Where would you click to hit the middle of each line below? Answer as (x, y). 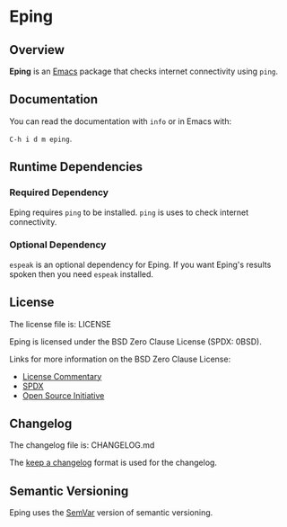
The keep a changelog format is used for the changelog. (113, 463)
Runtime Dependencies (76, 167)
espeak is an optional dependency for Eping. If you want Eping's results (140, 264)
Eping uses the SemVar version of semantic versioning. (111, 513)
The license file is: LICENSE (61, 324)
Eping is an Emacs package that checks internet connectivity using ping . (144, 71)
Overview (37, 50)
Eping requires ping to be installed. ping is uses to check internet (129, 212)
